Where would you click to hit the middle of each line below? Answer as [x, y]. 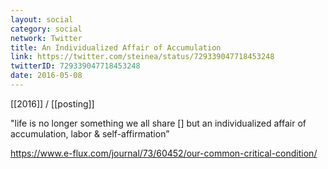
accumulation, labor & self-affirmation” [90, 133]
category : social [46, 29]
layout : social [42, 19]
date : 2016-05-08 [46, 76]
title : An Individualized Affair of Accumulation [116, 47]
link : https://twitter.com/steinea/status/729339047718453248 [142, 57]
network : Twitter [46, 38]
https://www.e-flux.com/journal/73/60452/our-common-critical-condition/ [164, 153]
